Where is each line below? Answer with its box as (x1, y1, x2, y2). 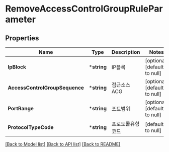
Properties (5, 34, 39, 42)
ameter (5, 14, 36, 25)
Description (111, 49, 140, 55)
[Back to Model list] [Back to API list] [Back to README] (5, 141, 121, 147)
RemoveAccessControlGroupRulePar (5, 3, 163, 15)
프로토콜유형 (111, 120, 140, 127)
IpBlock (8, 63, 27, 70)
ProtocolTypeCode (8, 124, 54, 131)
